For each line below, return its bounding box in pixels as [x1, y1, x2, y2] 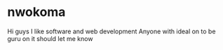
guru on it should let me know [7, 34, 93, 42]
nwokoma [7, 4, 66, 20]
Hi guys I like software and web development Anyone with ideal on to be [7, 27, 216, 35]
